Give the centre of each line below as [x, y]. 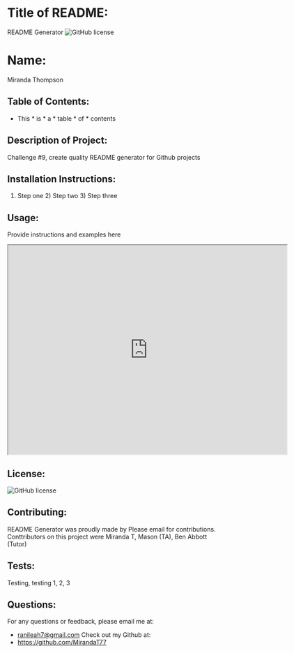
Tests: [21, 566]
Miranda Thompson [36, 80]
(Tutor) [17, 544]
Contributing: [37, 512]
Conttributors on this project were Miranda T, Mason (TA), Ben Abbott [107, 536]
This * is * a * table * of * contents [67, 118]
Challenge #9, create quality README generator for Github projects [104, 157]
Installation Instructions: [62, 179]
